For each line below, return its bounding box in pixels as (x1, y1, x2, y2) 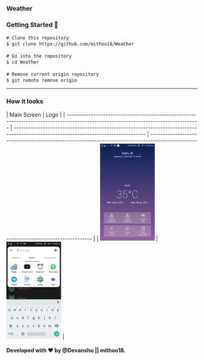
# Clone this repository (6, 35, 69, 41)
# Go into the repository (6, 53, 72, 59)
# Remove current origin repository (6, 72, 99, 78)
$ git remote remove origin (6, 78, 78, 84)
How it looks (6, 97, 44, 105)
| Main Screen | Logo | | (6, 111, 66, 118)
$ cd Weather (6, 59, 39, 65)
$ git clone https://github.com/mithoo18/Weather (6, 41, 135, 47)
